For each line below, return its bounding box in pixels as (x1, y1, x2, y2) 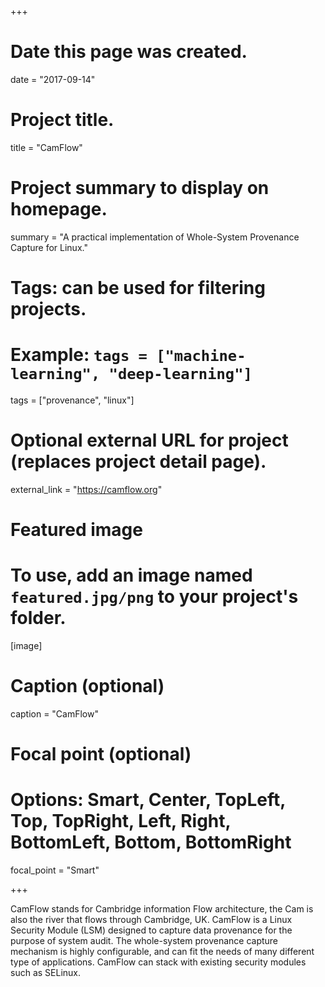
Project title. (10, 109, 115, 131)
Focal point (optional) (10, 743, 192, 766)
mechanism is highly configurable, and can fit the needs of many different (10, 946, 315, 958)
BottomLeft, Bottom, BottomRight (10, 831, 292, 854)
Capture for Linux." (10, 241, 88, 253)
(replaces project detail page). (10, 451, 267, 473)
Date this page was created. (10, 41, 248, 63)
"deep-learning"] (108, 365, 253, 384)
